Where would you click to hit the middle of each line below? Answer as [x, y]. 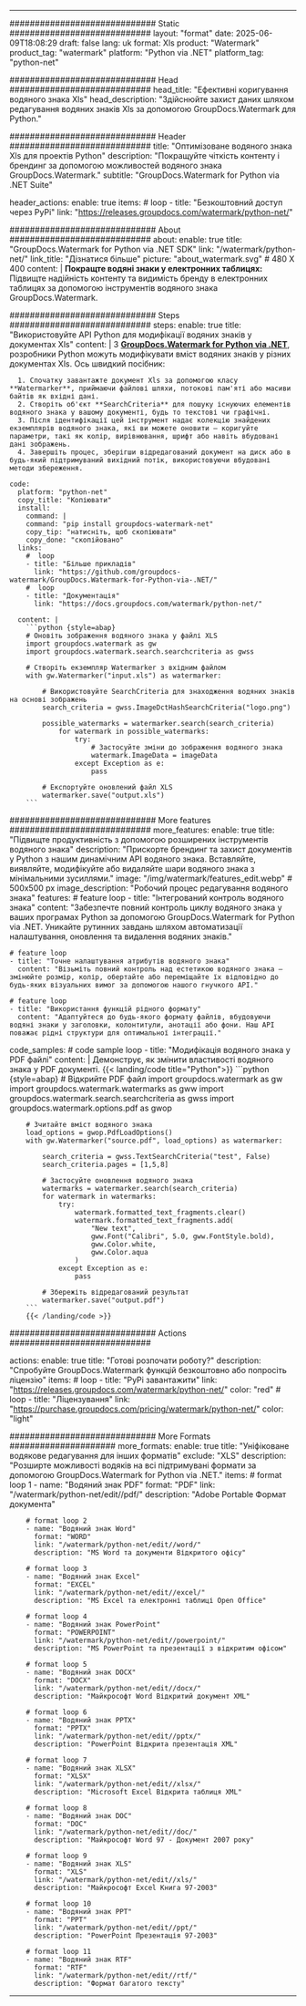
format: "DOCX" [62, 1680]
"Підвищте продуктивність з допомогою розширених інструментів [139, 839]
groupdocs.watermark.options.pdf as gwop [91, 1108]
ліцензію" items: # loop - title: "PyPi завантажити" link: [113, 1380]
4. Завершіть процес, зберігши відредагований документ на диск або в [154, 452]
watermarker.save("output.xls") [104, 795]
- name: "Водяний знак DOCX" [81, 1672]
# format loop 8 [57, 1808]
